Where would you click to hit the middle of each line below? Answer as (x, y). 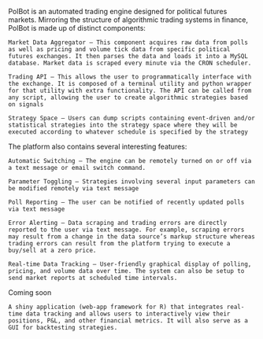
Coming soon (30, 293)
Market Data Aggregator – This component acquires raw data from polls (128, 42)
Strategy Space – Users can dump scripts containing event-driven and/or (132, 118)
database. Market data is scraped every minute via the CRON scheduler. (130, 63)
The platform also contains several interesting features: (98, 146)
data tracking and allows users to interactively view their (128, 314)
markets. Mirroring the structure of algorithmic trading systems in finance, (128, 20)
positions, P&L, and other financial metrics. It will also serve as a (128, 321)
